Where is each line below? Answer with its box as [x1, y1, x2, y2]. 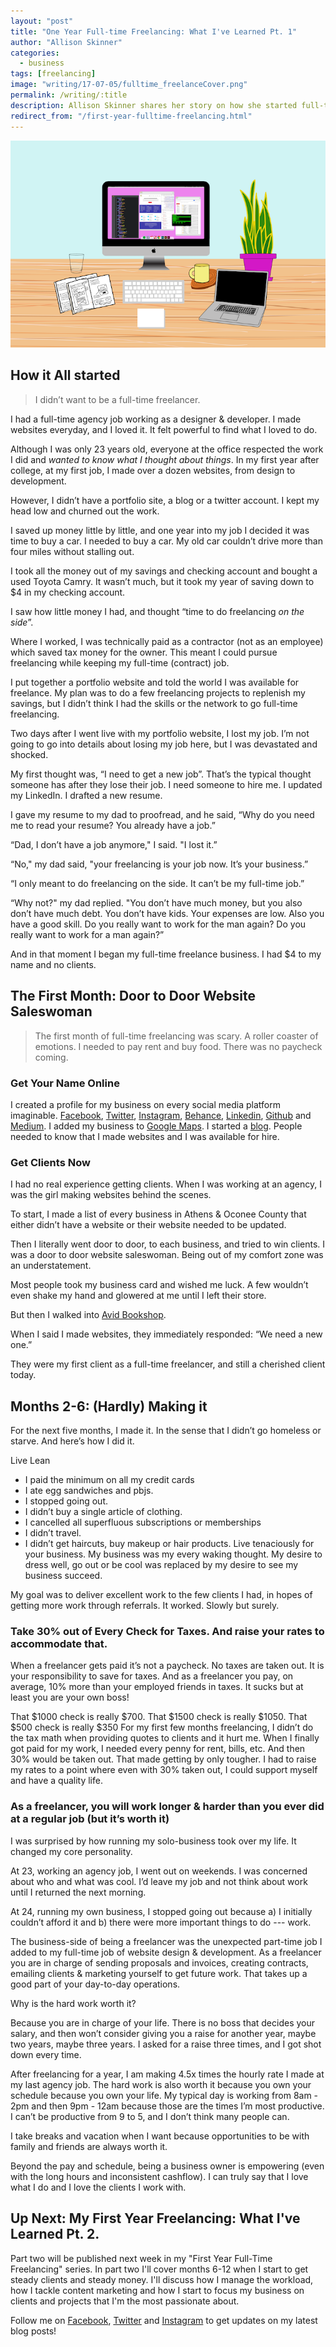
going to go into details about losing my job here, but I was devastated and [10, 738, 318, 750]
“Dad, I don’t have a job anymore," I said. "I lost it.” [10, 838, 218, 850]
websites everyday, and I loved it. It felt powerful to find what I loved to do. [10, 423, 318, 435]
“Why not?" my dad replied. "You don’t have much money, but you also [10, 896, 303, 909]
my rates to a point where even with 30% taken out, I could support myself [10, 1764, 318, 1776]
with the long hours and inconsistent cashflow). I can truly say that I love [10, 2170, 309, 2182]
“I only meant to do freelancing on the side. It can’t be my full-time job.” [10, 877, 305, 889]
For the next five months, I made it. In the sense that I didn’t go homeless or [10, 1425, 322, 1437]
